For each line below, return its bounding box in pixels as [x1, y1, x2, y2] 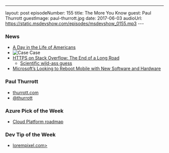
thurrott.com [12, 89, 39, 95]
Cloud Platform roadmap [12, 118, 64, 124]
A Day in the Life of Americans [12, 44, 76, 50]
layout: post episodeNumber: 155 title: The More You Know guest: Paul [5, 10, 152, 15]
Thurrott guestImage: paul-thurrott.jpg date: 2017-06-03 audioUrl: [5, 15, 142, 21]
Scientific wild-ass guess [20, 60, 72, 66]
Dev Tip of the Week [5, 131, 56, 138]
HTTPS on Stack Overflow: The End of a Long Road [12, 55, 120, 61]
